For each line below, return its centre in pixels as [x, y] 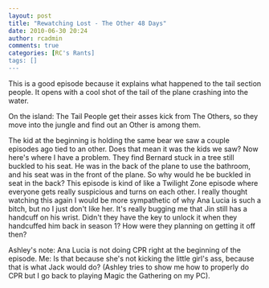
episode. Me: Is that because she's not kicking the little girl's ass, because [131, 258]
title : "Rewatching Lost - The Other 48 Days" [88, 23]
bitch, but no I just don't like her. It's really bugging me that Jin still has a [128, 208]
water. [19, 101]
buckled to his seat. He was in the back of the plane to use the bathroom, [130, 166]
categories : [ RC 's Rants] [51, 53]
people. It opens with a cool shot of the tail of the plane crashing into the [128, 92]
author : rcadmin [35, 38]
